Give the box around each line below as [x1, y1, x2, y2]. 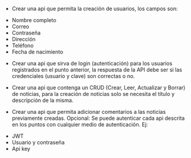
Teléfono [11, 42, 34, 49]
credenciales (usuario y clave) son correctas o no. [11, 73, 135, 79]
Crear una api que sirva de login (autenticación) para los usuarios [11, 60, 173, 67]
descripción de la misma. [11, 97, 74, 104]
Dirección [11, 36, 36, 42]
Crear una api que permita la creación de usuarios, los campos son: [11, 5, 178, 12]
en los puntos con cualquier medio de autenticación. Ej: [11, 121, 148, 128]
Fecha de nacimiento [11, 48, 64, 55]
